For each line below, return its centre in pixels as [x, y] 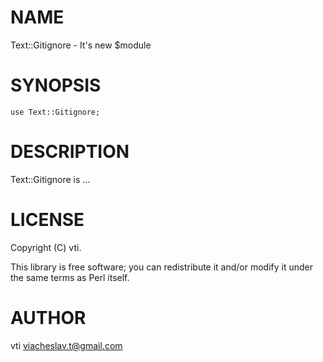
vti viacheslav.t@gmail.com [66, 345]
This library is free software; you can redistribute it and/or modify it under [162, 267]
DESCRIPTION [70, 152]
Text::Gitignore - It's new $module [81, 45]
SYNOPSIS [56, 85]
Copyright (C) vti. [46, 247]
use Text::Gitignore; [55, 112]
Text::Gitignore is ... [50, 179]
